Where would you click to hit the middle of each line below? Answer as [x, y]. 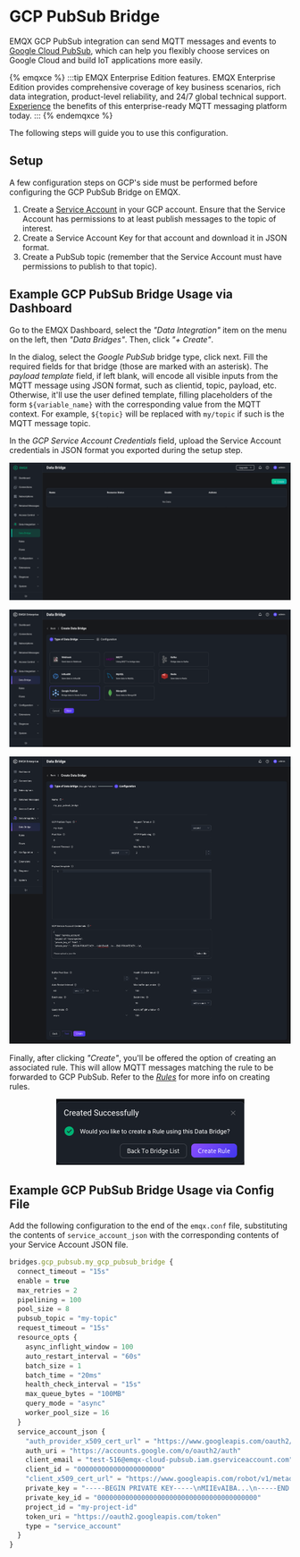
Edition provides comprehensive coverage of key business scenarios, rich [145, 87]
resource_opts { [47, 1338]
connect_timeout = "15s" [63, 1271]
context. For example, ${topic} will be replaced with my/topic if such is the [147, 414]
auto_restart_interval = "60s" [83, 1356]
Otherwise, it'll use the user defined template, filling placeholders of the [141, 394]
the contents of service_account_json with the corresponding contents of [144, 1235]
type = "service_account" [74, 1526]
